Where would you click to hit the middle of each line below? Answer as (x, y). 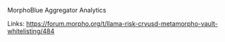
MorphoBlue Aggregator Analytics (57, 10)
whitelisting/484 (31, 31)
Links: (16, 23)
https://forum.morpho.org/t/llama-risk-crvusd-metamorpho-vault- (122, 23)
